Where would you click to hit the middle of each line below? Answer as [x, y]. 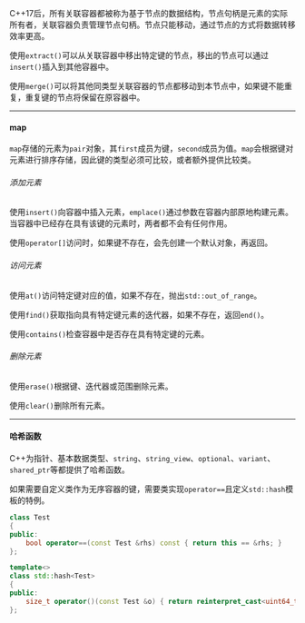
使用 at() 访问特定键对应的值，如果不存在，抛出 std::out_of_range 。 [136, 295]
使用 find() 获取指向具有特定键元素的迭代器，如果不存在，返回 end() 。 [139, 314]
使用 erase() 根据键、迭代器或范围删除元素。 [92, 386]
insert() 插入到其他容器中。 [62, 67]
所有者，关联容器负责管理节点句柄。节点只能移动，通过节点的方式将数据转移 [152, 25]
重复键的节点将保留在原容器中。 [85, 97]
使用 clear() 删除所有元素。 [60, 405]
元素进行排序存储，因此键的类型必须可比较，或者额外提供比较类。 [133, 160]
